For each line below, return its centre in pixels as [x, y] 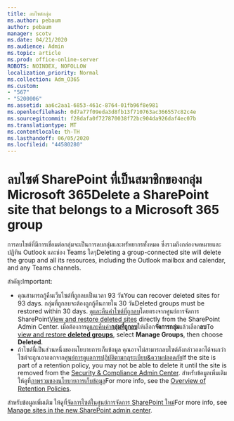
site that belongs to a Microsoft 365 [113, 210]
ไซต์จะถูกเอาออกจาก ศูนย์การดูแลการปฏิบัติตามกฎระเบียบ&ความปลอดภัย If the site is [117, 358]
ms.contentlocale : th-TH [44, 132]
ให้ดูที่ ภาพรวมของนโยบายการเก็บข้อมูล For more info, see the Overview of [111, 381]
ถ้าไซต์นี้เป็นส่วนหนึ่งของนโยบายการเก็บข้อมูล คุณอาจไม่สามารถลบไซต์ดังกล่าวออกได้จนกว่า [122, 350]
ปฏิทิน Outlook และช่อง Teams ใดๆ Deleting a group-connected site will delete [114, 252]
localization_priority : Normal [53, 73]
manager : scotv [30, 33]
